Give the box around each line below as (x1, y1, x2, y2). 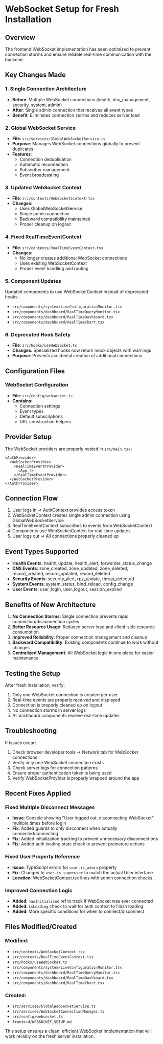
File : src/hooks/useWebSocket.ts (12, 342, 77, 348)
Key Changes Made (5, 71, 66, 79)
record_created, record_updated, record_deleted (12, 571, 110, 577)
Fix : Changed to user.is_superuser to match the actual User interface (12, 869, 153, 875)
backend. (5, 57, 24, 62)
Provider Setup (5, 433, 52, 441)
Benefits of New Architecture (5, 600, 96, 609)
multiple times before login (12, 820, 66, 826)
